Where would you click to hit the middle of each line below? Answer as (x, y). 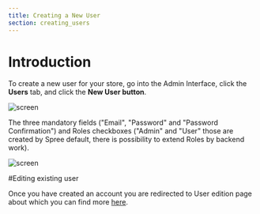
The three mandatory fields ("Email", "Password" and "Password (113, 122)
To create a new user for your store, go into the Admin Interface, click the (128, 84)
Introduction (50, 62)
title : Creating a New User (55, 15)
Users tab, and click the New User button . (77, 92)
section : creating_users (49, 23)
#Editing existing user (43, 178)
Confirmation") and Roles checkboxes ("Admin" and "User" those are (121, 131)
